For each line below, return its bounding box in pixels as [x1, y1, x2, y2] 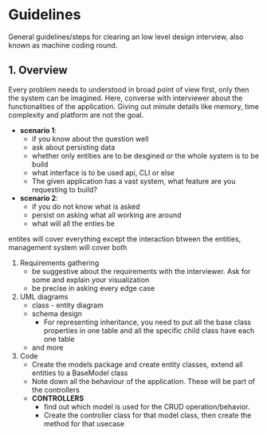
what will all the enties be [31, 218, 116, 228]
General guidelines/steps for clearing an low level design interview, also [8, 32, 244, 41]
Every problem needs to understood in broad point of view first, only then [8, 84, 249, 94]
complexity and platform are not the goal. [8, 110, 144, 120]
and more [31, 343, 64, 352]
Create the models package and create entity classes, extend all [31, 359, 243, 369]
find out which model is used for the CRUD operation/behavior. [43, 402, 250, 411]
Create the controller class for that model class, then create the [43, 410, 252, 420]
